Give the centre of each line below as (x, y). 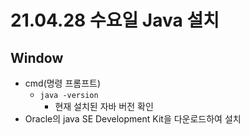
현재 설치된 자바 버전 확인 (104, 106)
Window (37, 57)
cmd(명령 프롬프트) (63, 83)
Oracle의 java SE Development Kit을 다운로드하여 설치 (133, 119)
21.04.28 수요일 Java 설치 (115, 20)
